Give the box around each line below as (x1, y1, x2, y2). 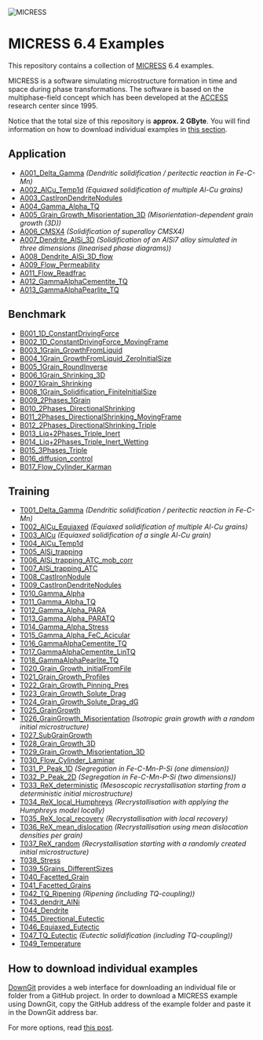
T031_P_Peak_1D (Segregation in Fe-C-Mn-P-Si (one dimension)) (19, 764, 229, 773)
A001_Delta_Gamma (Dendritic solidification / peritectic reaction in (19, 168, 235, 177)
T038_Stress (19, 856, 61, 865)
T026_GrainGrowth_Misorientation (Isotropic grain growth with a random (19, 714, 255, 724)
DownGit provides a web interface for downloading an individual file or (8, 983, 236, 992)
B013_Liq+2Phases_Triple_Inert (19, 429, 121, 438)
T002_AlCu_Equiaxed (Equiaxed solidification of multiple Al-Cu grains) (19, 522, 249, 531)
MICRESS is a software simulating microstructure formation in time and (8, 75, 238, 86)
